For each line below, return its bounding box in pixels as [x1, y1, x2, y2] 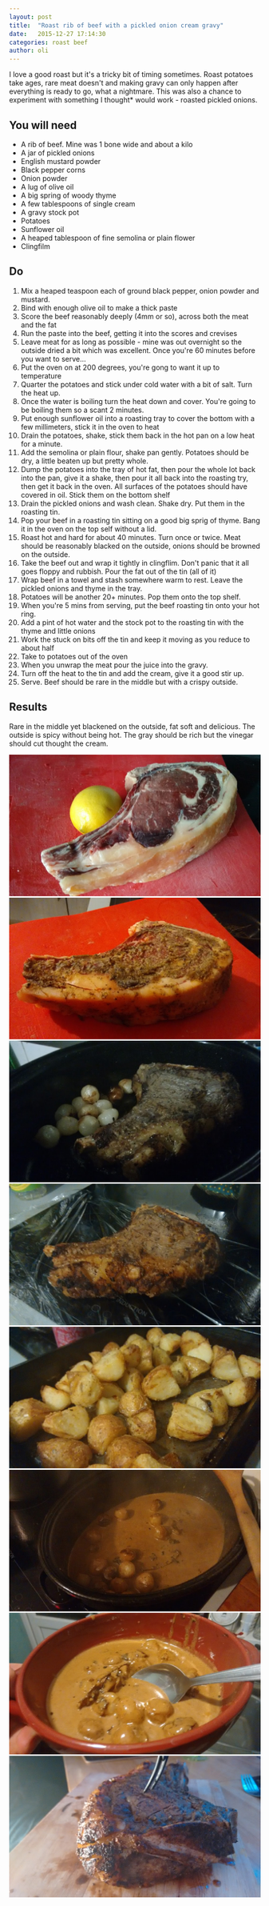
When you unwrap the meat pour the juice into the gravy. [20, 660, 208, 670]
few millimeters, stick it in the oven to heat [20, 422, 160, 431]
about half [20, 643, 55, 652]
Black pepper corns [20, 165, 86, 174]
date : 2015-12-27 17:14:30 [9, 30, 106, 38]
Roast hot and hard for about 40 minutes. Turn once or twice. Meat [20, 532, 241, 542]
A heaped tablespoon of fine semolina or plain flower [20, 233, 196, 242]
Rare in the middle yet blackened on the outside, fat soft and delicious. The [9, 721, 255, 731]
